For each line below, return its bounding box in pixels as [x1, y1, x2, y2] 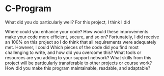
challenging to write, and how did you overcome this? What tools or [5, 50, 141, 55]
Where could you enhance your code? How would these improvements [5, 28, 149, 34]
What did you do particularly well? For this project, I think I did [5, 19, 130, 25]
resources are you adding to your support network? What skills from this [5, 54, 152, 60]
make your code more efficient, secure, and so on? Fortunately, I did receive [5, 34, 160, 40]
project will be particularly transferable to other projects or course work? [5, 60, 152, 66]
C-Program [5, 3, 52, 14]
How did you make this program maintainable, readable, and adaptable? [5, 65, 151, 71]
